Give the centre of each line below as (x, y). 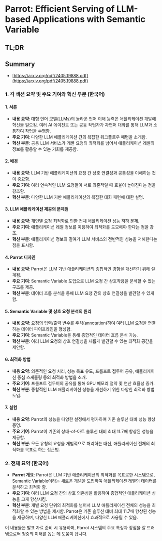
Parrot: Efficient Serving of (60, 9)
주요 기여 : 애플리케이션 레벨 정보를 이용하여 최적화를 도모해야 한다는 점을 (80, 227)
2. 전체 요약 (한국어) (27, 463)
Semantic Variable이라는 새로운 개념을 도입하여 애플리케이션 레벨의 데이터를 (84, 481)
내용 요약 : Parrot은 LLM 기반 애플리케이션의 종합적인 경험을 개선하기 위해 (81, 269)
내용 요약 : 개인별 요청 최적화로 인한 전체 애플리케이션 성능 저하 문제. (76, 221)
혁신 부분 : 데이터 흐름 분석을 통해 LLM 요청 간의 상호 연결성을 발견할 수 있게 (83, 293)
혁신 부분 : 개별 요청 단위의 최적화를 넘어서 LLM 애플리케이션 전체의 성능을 (81, 505)
